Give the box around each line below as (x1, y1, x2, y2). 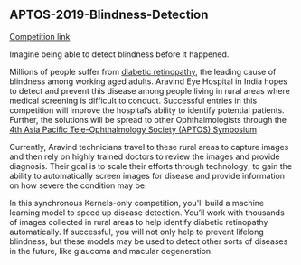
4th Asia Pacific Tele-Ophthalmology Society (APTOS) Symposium (9, 124, 258, 135)
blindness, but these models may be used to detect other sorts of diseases (9, 235, 288, 247)
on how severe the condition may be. (9, 180, 147, 191)
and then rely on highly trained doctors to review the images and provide (9, 151, 280, 162)
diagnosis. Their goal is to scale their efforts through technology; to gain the (9, 160, 292, 171)
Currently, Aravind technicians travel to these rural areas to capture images (9, 141, 289, 152)
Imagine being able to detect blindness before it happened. (9, 49, 230, 60)
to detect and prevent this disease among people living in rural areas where (9, 85, 291, 96)
